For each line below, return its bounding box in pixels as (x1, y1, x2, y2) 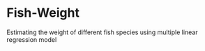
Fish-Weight (6, 5, 79, 21)
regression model (6, 35, 57, 43)
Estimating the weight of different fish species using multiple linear (6, 28, 198, 36)
